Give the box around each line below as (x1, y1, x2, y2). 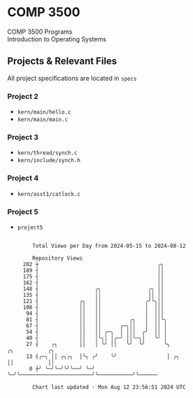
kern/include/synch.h (17, 157, 80, 164)
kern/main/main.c (17, 117, 69, 124)
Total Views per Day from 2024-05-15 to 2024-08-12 (32, 242, 187, 249)
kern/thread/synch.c (17, 150, 78, 157)
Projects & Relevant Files (7, 55, 117, 67)
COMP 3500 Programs (7, 27, 73, 36)
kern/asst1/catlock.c (17, 190, 80, 197)
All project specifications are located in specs (7, 74, 137, 82)
